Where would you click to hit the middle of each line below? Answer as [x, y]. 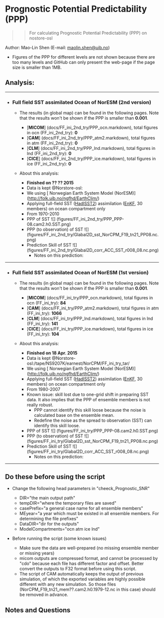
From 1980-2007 [43, 390]
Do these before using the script [55, 477]
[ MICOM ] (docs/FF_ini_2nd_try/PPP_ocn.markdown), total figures [92, 127]
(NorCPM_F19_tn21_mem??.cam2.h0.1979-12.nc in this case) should [87, 590]
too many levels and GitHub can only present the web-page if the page [83, 62]
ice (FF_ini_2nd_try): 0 [49, 164]
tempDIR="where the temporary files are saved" [68, 503]
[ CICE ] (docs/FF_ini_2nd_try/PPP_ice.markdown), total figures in [91, 159]
